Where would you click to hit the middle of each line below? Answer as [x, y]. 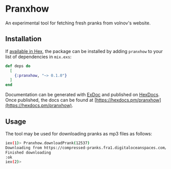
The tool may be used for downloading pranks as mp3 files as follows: [79, 133]
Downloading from [24, 148]
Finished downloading [28, 152]
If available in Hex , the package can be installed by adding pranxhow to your [84, 51]
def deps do [18, 66]
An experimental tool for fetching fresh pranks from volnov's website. [78, 23]
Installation [23, 39]
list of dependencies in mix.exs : [38, 57]
